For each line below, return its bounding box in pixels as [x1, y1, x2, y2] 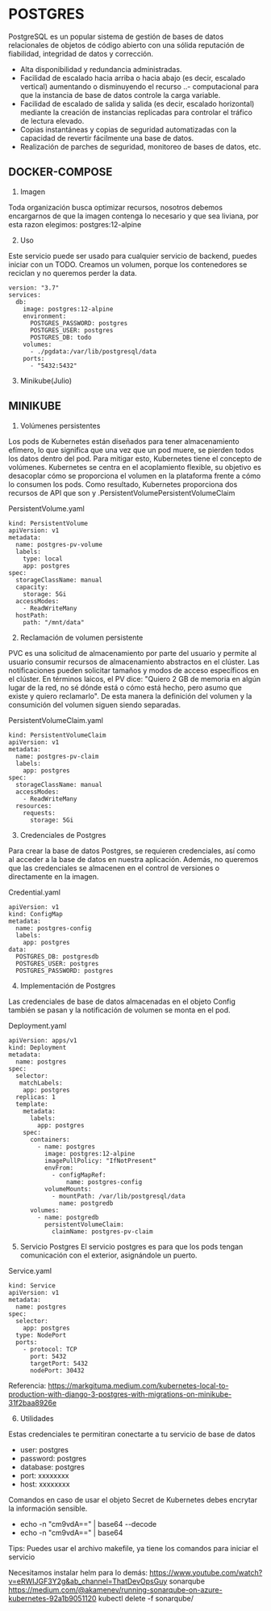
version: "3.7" [8, 284, 60, 292]
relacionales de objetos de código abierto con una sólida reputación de [8, 40, 244, 49]
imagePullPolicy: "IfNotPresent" [44, 1156, 157, 1165]
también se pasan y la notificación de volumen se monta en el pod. [8, 1004, 231, 1015]
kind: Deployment [8, 1043, 67, 1051]
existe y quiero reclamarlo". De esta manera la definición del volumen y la [8, 691, 252, 700]
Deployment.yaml [8, 1021, 67, 1030]
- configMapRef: [51, 1170, 106, 1179]
